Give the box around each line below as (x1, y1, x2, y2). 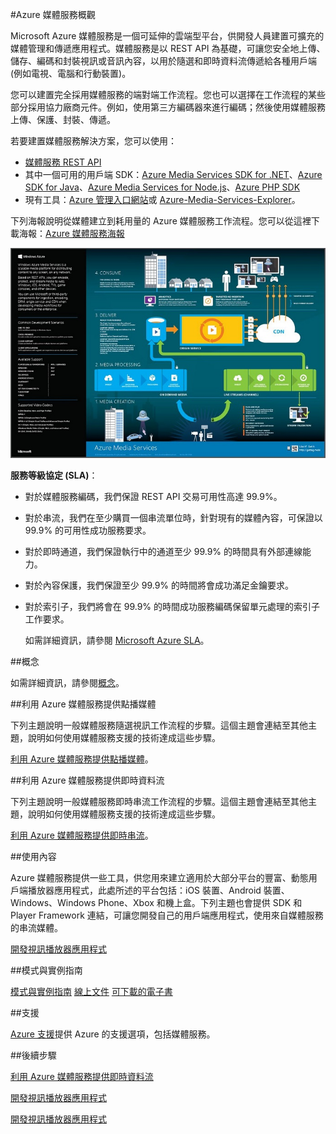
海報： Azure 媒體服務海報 (18, 228, 125, 239)
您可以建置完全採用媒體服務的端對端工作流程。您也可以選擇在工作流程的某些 (10, 89, 326, 100)
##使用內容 (10, 851, 57, 863)
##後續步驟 (10, 1049, 57, 1062)
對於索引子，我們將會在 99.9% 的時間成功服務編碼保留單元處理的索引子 (24, 601, 321, 613)
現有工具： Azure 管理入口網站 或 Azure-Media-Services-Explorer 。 (24, 194, 301, 205)
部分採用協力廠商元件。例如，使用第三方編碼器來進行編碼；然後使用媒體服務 (10, 101, 326, 113)
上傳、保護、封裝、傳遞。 (10, 114, 116, 125)
